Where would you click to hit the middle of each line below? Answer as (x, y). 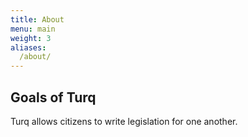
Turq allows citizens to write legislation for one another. (124, 121)
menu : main (33, 29)
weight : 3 (31, 38)
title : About (37, 19)
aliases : (28, 47)
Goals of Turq (53, 97)
